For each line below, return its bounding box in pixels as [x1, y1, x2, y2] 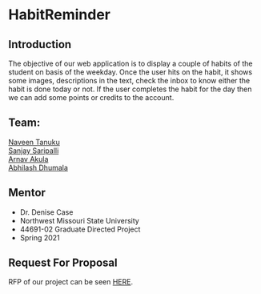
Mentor [8, 186, 46, 199]
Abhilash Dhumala [8, 163, 68, 172]
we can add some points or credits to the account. [8, 93, 175, 102]
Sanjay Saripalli [8, 146, 59, 155]
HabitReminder [8, 6, 110, 24]
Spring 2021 [19, 232, 60, 242]
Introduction [8, 38, 72, 51]
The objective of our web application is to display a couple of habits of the [8, 58, 253, 68]
